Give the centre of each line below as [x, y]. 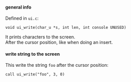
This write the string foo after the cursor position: [57, 65]
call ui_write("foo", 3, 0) [35, 74]
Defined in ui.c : [22, 18]
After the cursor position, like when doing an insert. [59, 43]
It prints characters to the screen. [40, 37]
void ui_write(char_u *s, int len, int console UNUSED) [66, 28]
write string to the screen [33, 54]
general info [18, 7]
